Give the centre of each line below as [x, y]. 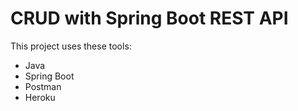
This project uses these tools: [71, 46]
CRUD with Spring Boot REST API [149, 18]
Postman [43, 86]
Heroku [40, 97]
